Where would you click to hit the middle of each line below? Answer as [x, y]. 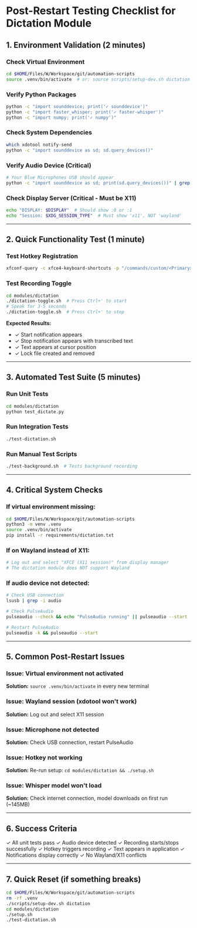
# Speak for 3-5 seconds [36, 307]
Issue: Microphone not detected [53, 729]
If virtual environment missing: [51, 507]
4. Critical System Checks [55, 490]
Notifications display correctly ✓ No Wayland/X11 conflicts [77, 855]
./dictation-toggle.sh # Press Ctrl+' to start [67, 301]
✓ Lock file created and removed [55, 353]
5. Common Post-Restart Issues [65, 657]
